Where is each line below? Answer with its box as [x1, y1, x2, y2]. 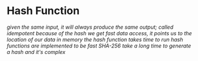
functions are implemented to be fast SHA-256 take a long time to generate [7, 42, 191, 49]
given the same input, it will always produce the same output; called [7, 23, 174, 30]
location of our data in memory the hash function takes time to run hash [7, 36, 183, 43]
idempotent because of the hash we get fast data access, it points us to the [7, 29, 192, 36]
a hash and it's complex [7, 48, 66, 55]
